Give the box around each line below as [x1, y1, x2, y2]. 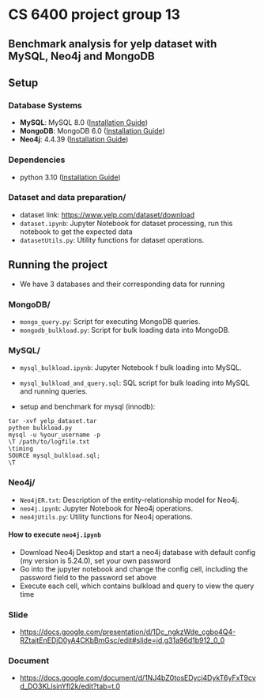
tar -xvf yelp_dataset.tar [8, 417, 97, 425]
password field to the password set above [19, 572, 157, 582]
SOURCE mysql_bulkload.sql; [8, 452, 101, 460]
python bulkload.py [8, 424, 73, 432]
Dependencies [8, 154, 66, 165]
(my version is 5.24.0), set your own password [19, 556, 172, 565]
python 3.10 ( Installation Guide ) [19, 172, 121, 182]
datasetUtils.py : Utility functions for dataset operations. [19, 235, 205, 244]
